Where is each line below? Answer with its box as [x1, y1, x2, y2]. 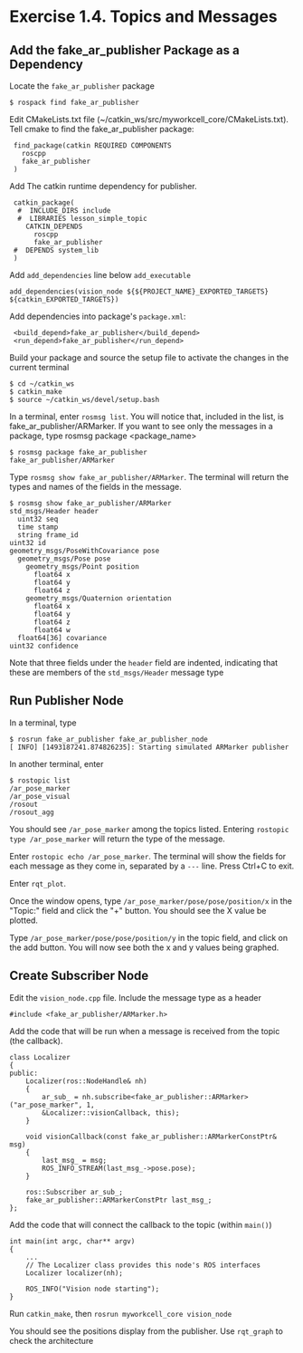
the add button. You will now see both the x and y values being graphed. [9, 942, 279, 953]
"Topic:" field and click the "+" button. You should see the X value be [9, 905, 267, 916]
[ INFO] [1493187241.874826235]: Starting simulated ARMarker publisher [9, 743, 289, 752]
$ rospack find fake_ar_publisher [9, 98, 140, 107]
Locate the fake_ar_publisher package [9, 81, 156, 91]
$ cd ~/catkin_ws [9, 379, 75, 389]
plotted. [9, 915, 39, 926]
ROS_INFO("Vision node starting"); [25, 1284, 160, 1293]
